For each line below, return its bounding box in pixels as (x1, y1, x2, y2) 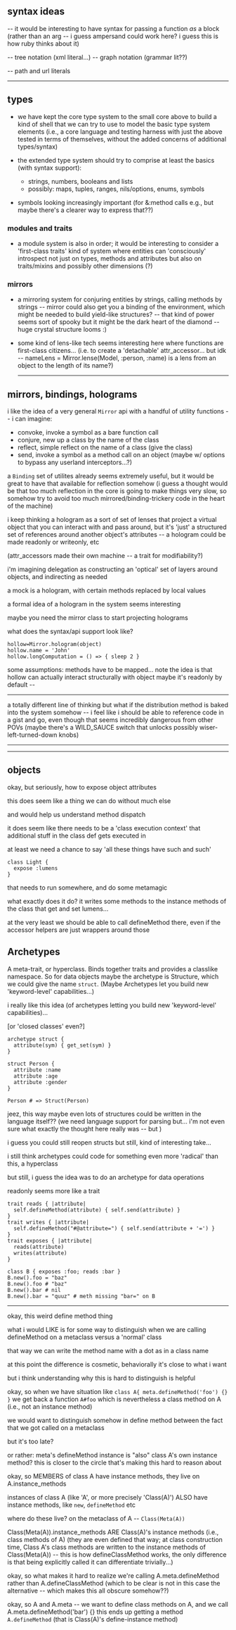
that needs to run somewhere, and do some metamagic (7, 883, 168, 892)
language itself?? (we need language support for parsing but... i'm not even (7, 1116, 225, 1126)
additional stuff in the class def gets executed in (7, 831, 146, 840)
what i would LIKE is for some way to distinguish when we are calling (7, 1325, 206, 1333)
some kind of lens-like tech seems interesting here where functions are (17, 339, 224, 347)
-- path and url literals (7, 66, 71, 75)
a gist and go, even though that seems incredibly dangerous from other (7, 716, 214, 724)
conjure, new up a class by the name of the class (17, 436, 159, 444)
